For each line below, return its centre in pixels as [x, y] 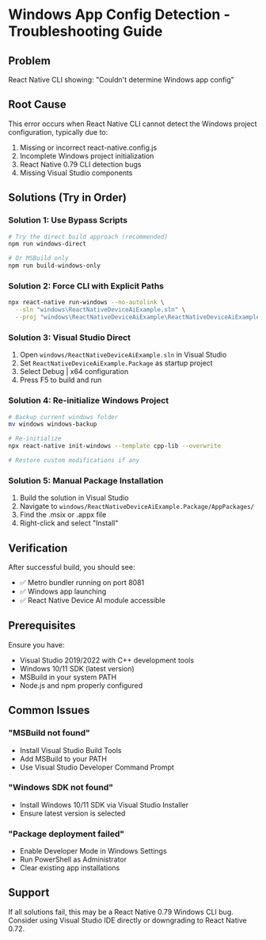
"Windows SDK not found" [61, 788]
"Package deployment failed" [66, 834]
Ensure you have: [36, 644]
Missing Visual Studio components [76, 173]
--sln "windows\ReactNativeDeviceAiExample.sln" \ [101, 310]
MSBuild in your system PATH [68, 677]
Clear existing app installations [70, 868]
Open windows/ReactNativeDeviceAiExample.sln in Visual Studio [123, 355]
